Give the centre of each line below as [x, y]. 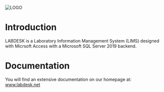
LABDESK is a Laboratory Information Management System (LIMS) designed [82, 41]
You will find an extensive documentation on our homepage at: [68, 79]
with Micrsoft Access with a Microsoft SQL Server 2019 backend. [71, 46]
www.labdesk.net [23, 84]
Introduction [31, 27]
